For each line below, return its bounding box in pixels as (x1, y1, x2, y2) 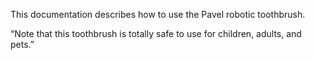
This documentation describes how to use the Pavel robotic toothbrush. (10, 9, 306, 20)
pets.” (10, 39, 35, 50)
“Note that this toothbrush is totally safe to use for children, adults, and (10, 28, 302, 39)
